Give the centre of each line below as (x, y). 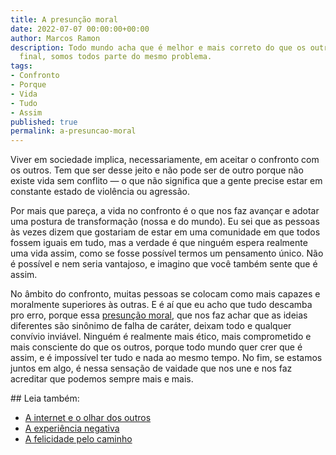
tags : (21, 66)
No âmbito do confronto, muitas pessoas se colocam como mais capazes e (165, 294)
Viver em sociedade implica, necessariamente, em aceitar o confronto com (165, 160)
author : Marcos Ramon (55, 38)
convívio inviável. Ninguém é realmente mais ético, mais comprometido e (161, 337)
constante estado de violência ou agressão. (100, 192)
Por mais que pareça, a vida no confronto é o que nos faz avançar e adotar (165, 211)
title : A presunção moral (64, 19)
